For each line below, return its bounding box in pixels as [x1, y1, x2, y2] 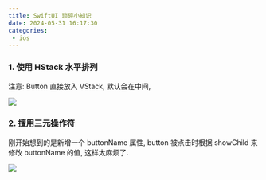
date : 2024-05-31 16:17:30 [8, 19, 98, 27]
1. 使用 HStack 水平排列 [8, 61, 98, 72]
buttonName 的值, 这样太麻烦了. [23, 147, 129, 157]
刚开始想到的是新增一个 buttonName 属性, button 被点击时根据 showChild [8, 137, 249, 147]
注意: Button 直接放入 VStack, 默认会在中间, [8, 81, 151, 91]
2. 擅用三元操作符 [8, 118, 76, 129]
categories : [8, 26, 48, 34]
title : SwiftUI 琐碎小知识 [8, 11, 92, 20]
